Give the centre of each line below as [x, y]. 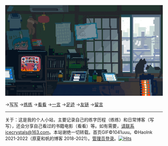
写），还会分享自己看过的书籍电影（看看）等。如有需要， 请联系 [70, 126]
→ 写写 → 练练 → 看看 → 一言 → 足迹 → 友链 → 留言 [54, 104]
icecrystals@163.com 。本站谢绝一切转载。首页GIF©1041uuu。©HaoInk [79, 132]
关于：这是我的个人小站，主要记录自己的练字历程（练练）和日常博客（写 [79, 120]
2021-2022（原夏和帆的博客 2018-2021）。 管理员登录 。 [62, 138]
